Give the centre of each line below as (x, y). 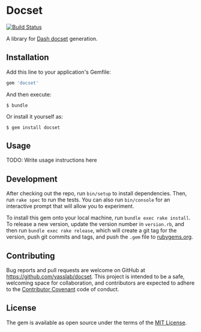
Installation (28, 58)
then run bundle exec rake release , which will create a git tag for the (91, 231)
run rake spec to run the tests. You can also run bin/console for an (88, 200)
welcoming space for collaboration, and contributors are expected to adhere (100, 283)
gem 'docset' (22, 83)
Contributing (31, 256)
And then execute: (29, 94)
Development (32, 179)
